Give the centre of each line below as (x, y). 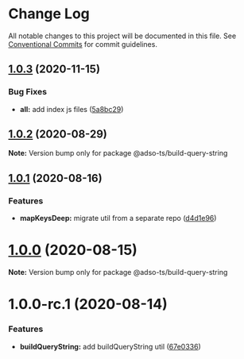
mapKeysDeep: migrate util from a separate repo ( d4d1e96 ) (118, 218)
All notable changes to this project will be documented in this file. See (122, 36)
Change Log (49, 14)
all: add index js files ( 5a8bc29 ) (72, 109)
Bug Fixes (28, 92)
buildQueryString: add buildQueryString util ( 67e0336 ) (110, 346)
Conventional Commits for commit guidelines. (83, 44)
